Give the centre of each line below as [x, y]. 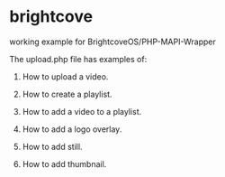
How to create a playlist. [67, 94]
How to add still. [52, 146]
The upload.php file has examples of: [78, 59]
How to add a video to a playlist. [82, 111]
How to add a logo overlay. [72, 129]
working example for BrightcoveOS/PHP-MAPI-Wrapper [112, 42]
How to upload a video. [65, 76]
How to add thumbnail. [64, 163]
